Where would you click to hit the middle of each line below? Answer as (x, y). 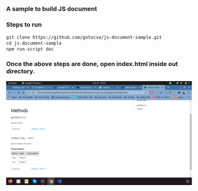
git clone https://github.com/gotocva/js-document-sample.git (84, 38)
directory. (21, 71)
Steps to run (24, 24)
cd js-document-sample (34, 43)
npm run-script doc (30, 49)
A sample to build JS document (52, 9)
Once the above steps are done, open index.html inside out (92, 64)
